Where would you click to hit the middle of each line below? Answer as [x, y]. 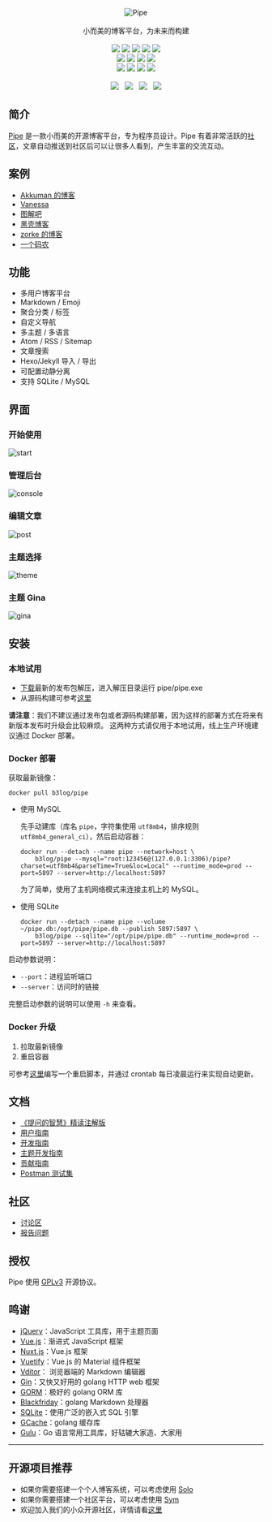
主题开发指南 [41, 1153]
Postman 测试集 [47, 1174]
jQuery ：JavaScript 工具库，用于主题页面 [89, 1330]
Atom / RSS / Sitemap [56, 342]
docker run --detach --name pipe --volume [93, 922]
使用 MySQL [40, 809]
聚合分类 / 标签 [45, 312]
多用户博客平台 [45, 293]
